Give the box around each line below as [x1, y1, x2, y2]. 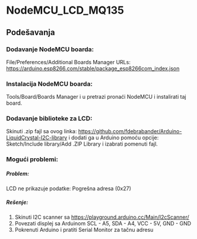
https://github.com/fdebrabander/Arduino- [78, 128, 182, 135]
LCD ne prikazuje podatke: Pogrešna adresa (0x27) [6, 185, 132, 192]
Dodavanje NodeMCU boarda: [6, 45, 94, 54]
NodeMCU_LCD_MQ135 [6, 4, 125, 17]
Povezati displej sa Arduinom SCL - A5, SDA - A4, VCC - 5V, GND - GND [14, 220, 192, 227]
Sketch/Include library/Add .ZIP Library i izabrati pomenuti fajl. [6, 140, 158, 147]
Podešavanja [6, 27, 55, 37]
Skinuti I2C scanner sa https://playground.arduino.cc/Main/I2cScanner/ [14, 213, 190, 221]
